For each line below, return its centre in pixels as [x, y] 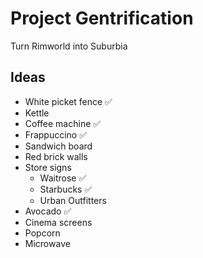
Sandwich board [58, 146]
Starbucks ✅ [66, 189]
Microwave [47, 243]
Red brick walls [56, 156]
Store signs [48, 167]
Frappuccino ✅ [56, 134]
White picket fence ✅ [68, 101]
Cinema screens [58, 222]
